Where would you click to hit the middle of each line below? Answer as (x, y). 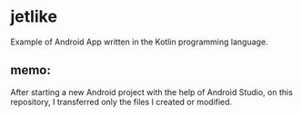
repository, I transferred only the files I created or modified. (121, 101)
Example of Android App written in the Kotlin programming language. (139, 42)
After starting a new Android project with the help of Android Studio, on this (152, 92)
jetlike (34, 17)
